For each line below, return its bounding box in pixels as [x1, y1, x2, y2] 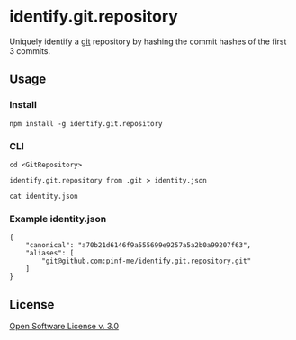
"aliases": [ [25, 249, 75, 258]
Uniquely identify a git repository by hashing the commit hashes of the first [9, 36, 287, 47]
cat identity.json [9, 192, 78, 201]
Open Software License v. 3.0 [9, 321, 120, 332]
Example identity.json [9, 212, 107, 225]
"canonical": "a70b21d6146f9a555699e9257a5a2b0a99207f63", [25, 241, 252, 250]
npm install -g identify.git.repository [9, 119, 164, 128]
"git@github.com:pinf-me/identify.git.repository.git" [41, 256, 252, 266]
